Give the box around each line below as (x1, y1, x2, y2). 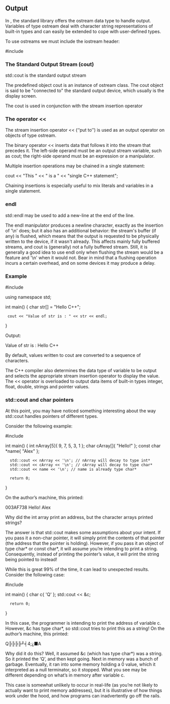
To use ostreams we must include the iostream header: (5, 38, 120, 44)
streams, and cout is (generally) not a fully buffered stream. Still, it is (5, 243, 148, 250)
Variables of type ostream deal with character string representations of (5, 23, 153, 29)
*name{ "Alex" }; (5, 448, 40, 454)
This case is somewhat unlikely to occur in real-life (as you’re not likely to (5, 682, 158, 688)
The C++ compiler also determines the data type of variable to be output (5, 368, 157, 373)
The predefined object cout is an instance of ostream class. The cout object (5, 82, 163, 88)
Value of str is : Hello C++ (5, 343, 59, 348)
